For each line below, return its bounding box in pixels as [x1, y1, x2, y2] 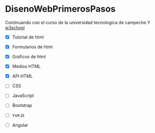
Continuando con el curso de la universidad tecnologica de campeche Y [5, 19, 151, 25]
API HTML [12, 73, 33, 79]
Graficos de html [12, 54, 46, 59]
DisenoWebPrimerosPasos [5, 3, 116, 15]
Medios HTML [12, 63, 41, 69]
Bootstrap [12, 102, 32, 108]
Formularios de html [12, 44, 53, 50]
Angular [12, 122, 28, 128]
